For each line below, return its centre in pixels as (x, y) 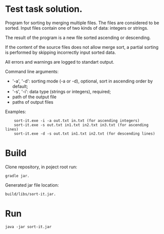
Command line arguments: (32, 71)
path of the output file (34, 97)
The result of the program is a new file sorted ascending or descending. (78, 38)
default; (20, 86)
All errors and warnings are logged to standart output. (60, 62)
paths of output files (33, 102)
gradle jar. (17, 176)
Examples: (16, 112)
